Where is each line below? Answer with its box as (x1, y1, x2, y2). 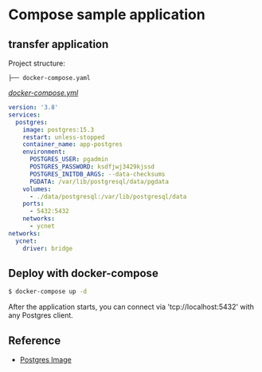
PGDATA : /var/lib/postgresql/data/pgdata (29, 177, 170, 185)
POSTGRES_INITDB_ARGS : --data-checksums (29, 170, 166, 178)
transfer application (8, 38, 109, 51)
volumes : (22, 185, 52, 193)
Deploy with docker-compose (8, 266, 159, 280)
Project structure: (8, 58, 66, 68)
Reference (8, 334, 61, 347)
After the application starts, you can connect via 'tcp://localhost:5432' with (8, 302, 255, 312)
